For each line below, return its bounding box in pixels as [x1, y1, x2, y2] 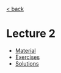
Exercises [15, 53, 40, 61]
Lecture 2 [6, 27, 56, 40]
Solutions [15, 60, 39, 67]
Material [15, 47, 36, 54]
